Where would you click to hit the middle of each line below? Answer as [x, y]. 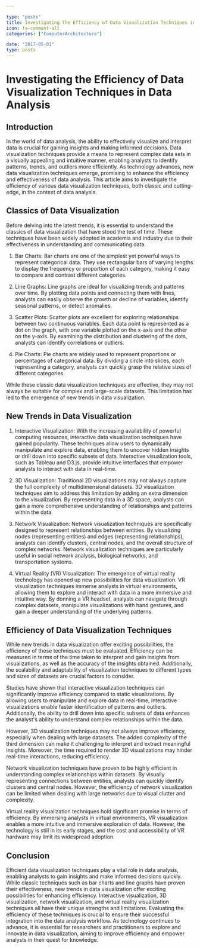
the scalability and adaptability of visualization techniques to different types [99, 670]
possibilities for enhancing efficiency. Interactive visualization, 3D [86, 896]
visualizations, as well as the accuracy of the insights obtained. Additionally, [99, 663]
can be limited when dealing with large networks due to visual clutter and [96, 794]
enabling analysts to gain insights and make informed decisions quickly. [94, 877]
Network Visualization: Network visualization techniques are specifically [103, 524]
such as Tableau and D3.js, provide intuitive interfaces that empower [99, 462]
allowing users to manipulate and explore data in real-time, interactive [92, 700]
